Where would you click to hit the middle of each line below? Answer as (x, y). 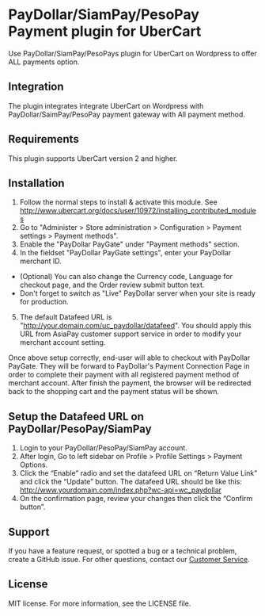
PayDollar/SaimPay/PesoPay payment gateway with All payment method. (127, 114)
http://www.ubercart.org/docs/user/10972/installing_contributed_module (138, 211)
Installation (36, 183)
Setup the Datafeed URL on (76, 417)
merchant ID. (40, 261)
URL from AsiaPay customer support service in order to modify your (131, 334)
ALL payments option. (44, 62)
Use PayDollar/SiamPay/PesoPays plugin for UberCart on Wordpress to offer (132, 53)
